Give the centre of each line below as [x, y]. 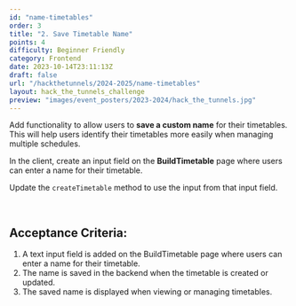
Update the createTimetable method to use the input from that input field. [144, 188]
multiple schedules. [45, 144]
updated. [39, 282]
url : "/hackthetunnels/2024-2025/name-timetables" [105, 83]
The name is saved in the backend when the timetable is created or [145, 273]
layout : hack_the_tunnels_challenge [77, 91]
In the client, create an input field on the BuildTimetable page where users [146, 161]
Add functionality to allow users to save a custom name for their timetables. [148, 125]
